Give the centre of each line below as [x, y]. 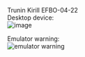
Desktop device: [31, 18]
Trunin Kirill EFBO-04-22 [43, 10]
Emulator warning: [33, 39]
